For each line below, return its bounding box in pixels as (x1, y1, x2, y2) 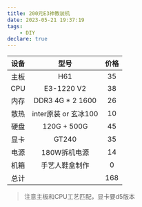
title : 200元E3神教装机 (7, 10, 70, 17)
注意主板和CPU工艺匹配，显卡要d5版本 (23, 193, 136, 201)
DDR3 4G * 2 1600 (33, 96, 97, 105)
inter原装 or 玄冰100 (32, 109, 99, 119)
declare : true (7, 36, 48, 43)
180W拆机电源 (41, 148, 90, 157)
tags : (7, 23, 23, 30)
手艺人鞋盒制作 (41, 161, 90, 171)
